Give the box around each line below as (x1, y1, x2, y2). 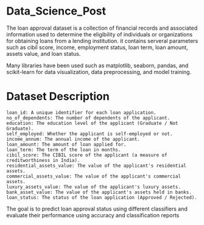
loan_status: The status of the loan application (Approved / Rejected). (6, 194, 198, 201)
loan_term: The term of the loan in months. (6, 147, 121, 153)
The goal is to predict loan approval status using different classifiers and (6, 205, 188, 212)
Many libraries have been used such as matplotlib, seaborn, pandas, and (6, 62, 189, 69)
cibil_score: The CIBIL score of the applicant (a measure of (6, 152, 167, 158)
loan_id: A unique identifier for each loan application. (6, 109, 157, 116)
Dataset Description (6, 90, 110, 104)
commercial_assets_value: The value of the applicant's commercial (6, 173, 181, 180)
